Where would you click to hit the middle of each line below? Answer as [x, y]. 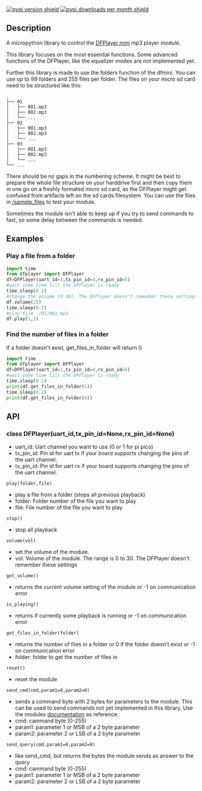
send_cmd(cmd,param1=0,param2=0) [48, 690]
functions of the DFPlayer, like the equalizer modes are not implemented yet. [101, 61]
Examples [25, 239]
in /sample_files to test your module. [51, 201]
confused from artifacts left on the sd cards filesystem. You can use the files [101, 195]
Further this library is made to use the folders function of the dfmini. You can [101, 72]
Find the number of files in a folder [58, 335]
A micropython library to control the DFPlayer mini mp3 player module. [93, 43]
